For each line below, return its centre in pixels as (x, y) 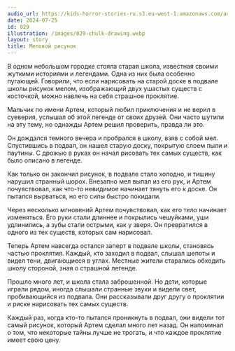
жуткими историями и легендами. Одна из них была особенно (101, 74)
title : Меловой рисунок (42, 46)
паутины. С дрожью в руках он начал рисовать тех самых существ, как (115, 153)
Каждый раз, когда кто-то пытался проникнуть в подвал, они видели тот (116, 317)
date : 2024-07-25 (33, 20)
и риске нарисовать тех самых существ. (68, 304)
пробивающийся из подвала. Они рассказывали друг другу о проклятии (116, 296)
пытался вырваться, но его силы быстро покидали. (84, 196)
